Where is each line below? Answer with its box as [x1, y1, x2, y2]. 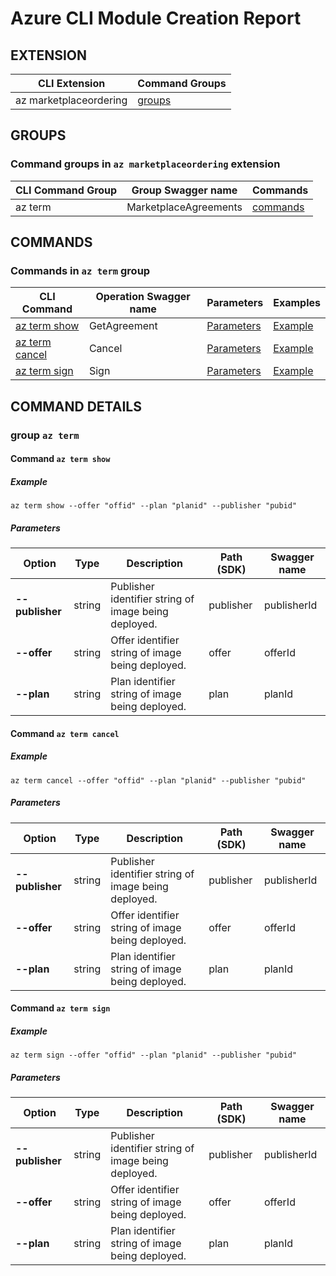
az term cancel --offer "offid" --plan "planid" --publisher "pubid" [10, 775, 307, 786]
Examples [273, 296, 321, 310]
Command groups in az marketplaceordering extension [10, 157, 281, 171]
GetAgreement [88, 319, 158, 333]
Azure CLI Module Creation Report [10, 7, 302, 30]
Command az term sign [10, 1002, 111, 1014]
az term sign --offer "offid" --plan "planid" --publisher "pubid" [10, 1050, 298, 1061]
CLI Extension [38, 77, 106, 90]
